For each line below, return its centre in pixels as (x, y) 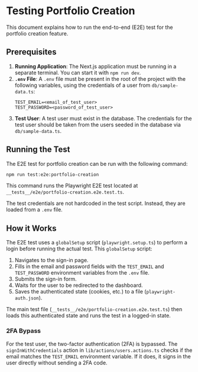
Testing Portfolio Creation (71, 11)
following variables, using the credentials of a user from (82, 85)
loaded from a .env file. (35, 210)
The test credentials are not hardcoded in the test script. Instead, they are (96, 203)
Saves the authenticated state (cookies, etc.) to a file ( (80, 292)
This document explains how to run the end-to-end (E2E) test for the (90, 27)
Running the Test (38, 150)
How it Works (31, 228)
